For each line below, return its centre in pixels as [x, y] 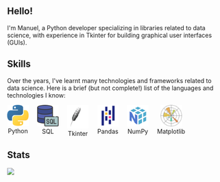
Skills [19, 64]
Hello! [20, 11]
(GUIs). [17, 42]
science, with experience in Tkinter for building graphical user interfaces [110, 35]
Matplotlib [171, 131]
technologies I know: [37, 95]
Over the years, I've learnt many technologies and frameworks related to [109, 80]
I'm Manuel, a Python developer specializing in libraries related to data [106, 27]
